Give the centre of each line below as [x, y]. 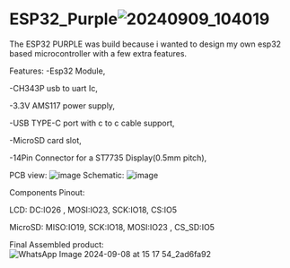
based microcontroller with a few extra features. [98, 53]
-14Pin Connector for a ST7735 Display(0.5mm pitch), [108, 158]
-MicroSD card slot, [46, 140]
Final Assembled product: [57, 244]
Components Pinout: [47, 192]
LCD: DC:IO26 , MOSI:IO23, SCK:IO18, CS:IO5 [93, 210]
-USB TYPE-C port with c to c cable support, [92, 123]
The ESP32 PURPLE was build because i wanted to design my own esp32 [145, 44]
